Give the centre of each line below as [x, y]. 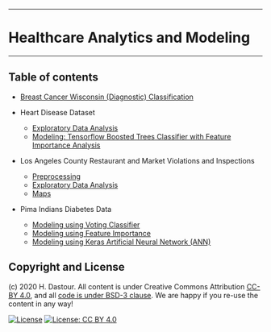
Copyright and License [67, 267]
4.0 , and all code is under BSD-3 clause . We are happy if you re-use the [139, 295]
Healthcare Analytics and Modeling [129, 38]
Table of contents [53, 77]
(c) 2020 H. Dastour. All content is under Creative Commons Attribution [127, 286]
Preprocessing [56, 176]
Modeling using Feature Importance [92, 233]
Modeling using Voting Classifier [86, 224]
